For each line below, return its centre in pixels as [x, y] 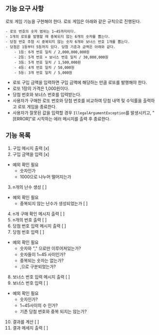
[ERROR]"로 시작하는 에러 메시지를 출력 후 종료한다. [62, 118]
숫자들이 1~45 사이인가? [43, 254]
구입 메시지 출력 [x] [31, 148]
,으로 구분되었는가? [38, 267]
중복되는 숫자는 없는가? [42, 260]
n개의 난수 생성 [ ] [30, 187]
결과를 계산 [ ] [26, 321]
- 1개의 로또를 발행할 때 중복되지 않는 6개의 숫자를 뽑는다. [58, 36]
